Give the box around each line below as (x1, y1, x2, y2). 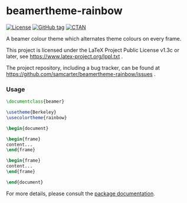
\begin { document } (6, 125, 49, 131)
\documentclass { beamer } (6, 99, 65, 104)
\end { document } (6, 179, 44, 185)
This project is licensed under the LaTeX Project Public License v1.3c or (6, 46, 180, 54)
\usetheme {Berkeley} (6, 109, 57, 116)
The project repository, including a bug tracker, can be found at (6, 64, 160, 71)
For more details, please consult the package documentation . (6, 190, 155, 197)
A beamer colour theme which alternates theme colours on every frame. (6, 35, 182, 42)
